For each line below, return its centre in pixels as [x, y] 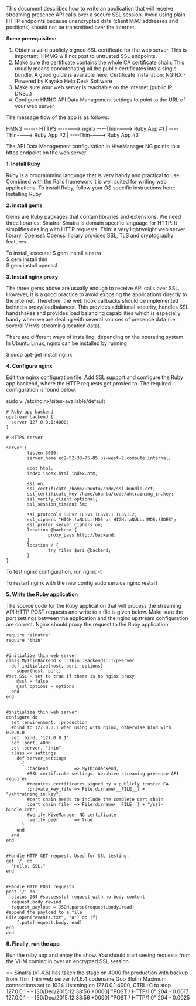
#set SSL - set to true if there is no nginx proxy [70, 676]
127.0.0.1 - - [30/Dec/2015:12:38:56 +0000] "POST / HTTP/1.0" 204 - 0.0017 [97, 991]
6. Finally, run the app [33, 944]
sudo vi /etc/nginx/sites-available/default [56, 401]
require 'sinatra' [28, 635]
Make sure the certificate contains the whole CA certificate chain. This [99, 62]
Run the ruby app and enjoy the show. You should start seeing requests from [98, 955]
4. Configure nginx [29, 366]
